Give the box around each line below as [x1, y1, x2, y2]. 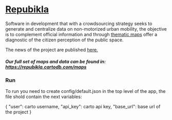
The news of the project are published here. [5, 46, 99, 53]
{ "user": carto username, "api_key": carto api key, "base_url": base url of [5, 104, 161, 110]
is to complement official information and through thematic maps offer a [5, 31, 158, 37]
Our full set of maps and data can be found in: [5, 58, 106, 64]
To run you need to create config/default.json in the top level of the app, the [5, 88, 166, 94]
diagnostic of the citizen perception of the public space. [5, 37, 124, 43]
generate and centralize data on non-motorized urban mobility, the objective [5, 26, 167, 32]
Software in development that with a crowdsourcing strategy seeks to [5, 20, 152, 27]
